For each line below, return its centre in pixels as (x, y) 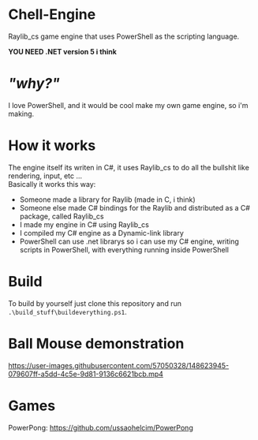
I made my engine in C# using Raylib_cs (84, 224)
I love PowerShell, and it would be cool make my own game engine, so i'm (128, 105)
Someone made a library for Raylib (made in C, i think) (107, 199)
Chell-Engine (52, 15)
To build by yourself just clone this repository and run (95, 303)
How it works (52, 145)
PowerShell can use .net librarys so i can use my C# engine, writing (129, 241)
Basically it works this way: (52, 184)
